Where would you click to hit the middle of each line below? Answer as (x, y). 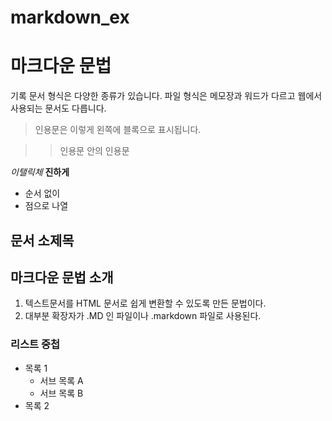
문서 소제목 (42, 240)
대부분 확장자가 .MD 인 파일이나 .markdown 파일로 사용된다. (143, 316)
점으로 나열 (46, 206)
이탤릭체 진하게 (40, 172)
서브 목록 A (61, 380)
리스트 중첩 (35, 344)
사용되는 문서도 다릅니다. (58, 108)
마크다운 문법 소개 (62, 277)
